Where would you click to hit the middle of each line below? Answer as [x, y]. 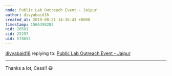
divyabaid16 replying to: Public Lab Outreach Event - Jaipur [68, 53]
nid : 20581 [17, 29]
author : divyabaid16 [27, 15]
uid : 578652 [18, 39]
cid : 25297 [17, 34]
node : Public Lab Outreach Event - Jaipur [51, 10]
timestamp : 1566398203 [29, 24]
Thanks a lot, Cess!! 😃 [29, 68]
